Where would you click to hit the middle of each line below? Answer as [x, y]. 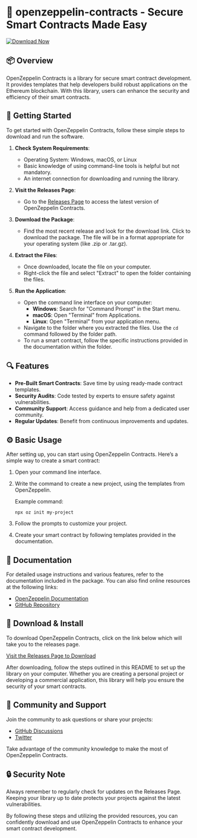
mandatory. [38, 172]
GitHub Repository [37, 605]
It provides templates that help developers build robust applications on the [97, 84]
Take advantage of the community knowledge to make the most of [87, 749]
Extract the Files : [36, 255]
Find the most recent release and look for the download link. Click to [107, 231]
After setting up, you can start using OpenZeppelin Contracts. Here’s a [92, 454]
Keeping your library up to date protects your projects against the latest [93, 798]
